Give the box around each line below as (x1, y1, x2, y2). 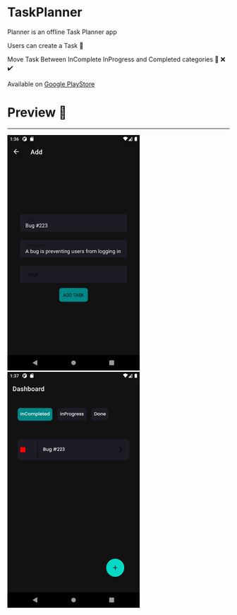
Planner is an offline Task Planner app (7, 28, 118, 36)
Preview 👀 (7, 105, 67, 121)
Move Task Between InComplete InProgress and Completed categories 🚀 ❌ (7, 54, 226, 64)
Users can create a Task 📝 (7, 41, 84, 49)
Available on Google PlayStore (7, 79, 95, 88)
